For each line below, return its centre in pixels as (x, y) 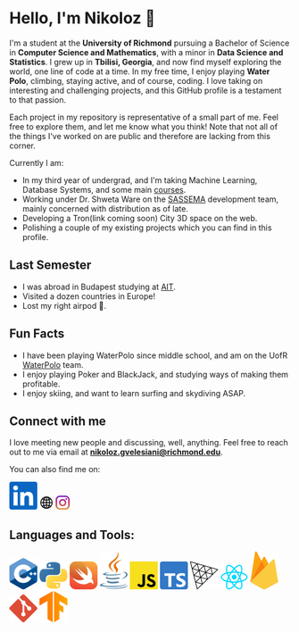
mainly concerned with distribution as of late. (105, 208)
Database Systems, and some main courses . (104, 189)
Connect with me (58, 421)
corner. (22, 146)
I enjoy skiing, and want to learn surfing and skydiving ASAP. (134, 393)
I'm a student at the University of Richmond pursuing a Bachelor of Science (149, 43)
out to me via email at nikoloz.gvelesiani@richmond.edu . (116, 452)
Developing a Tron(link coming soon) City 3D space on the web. (140, 218)
